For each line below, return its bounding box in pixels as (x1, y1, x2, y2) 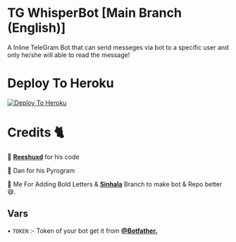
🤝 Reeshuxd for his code (7, 153, 80, 161)
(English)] (7, 20, 66, 36)
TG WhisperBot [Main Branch (7, 5, 182, 21)
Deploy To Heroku (7, 75, 114, 91)
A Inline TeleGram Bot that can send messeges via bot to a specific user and (7, 43, 229, 51)
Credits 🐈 (7, 125, 65, 141)
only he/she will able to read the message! (7, 51, 130, 59)
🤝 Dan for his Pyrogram (7, 166, 75, 174)
